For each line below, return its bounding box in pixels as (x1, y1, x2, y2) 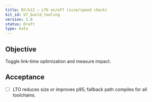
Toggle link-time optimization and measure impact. (5, 58, 111, 64)
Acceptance (5, 73, 45, 81)
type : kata (5, 26, 28, 31)
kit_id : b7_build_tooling (5, 12, 60, 17)
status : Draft (5, 21, 35, 27)
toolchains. (12, 92, 36, 98)
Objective (5, 45, 37, 54)
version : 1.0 (5, 17, 33, 22)
